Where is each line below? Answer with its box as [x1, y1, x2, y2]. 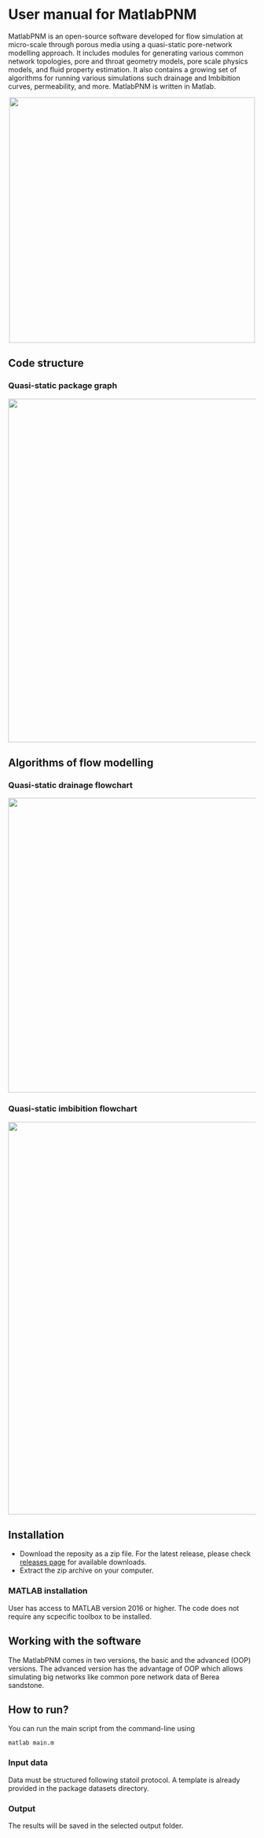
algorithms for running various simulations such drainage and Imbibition [8, 73, 241, 82]
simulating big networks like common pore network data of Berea [8, 1671, 220, 1682]
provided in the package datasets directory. [8, 1783, 149, 1792]
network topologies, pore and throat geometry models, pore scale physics [8, 57, 248, 66]
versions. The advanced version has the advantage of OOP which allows [8, 1664, 244, 1673]
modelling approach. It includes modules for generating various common [8, 48, 244, 57]
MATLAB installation [8, 1585, 88, 1596]
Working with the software [8, 1635, 141, 1648]
